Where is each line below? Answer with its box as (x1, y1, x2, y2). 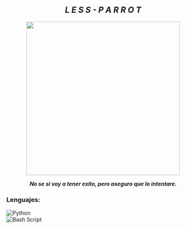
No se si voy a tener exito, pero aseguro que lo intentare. (29, 180, 177, 187)
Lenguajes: (6, 195, 41, 204)
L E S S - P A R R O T (64, 5, 142, 15)
